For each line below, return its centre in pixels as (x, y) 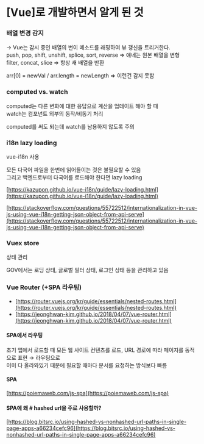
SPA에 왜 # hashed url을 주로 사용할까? (54, 408)
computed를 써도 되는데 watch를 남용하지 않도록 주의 (71, 126)
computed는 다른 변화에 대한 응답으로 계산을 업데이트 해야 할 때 (82, 106)
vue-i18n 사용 (23, 157)
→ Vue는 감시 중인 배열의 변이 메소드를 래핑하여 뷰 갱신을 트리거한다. (88, 48)
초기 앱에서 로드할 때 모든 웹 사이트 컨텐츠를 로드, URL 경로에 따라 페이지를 (95, 350)
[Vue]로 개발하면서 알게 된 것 (75, 13)
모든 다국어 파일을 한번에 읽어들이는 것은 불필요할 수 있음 (74, 170)
